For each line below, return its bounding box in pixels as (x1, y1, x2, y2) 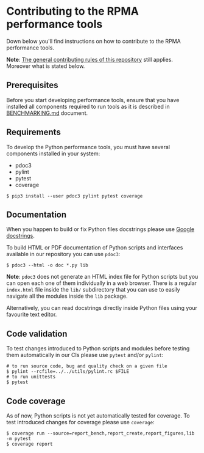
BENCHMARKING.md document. (6, 109, 88, 117)
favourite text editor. (6, 311, 57, 319)
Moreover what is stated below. (6, 62, 85, 70)
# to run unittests (6, 374, 56, 380)
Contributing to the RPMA (6, 4, 139, 18)
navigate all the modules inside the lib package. (6, 292, 128, 300)
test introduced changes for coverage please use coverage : (6, 419, 155, 425)
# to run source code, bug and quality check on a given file (6, 363, 167, 369)
